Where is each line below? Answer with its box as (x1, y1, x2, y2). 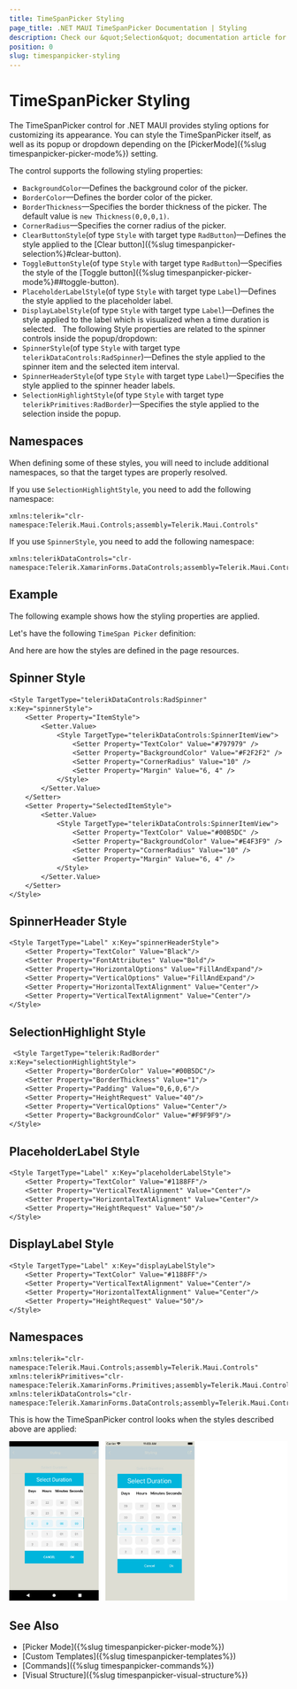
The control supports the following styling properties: (9, 166, 203, 176)
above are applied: (9, 1423, 77, 1434)
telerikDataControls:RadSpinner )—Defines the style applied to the (21, 352, 266, 363)
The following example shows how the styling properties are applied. (9, 611, 261, 621)
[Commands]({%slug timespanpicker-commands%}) (21, 1661, 215, 1671)
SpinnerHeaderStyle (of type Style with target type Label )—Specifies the (21, 371, 285, 382)
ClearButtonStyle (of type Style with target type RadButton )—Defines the (21, 230, 286, 241)
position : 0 (9, 42, 53, 51)
